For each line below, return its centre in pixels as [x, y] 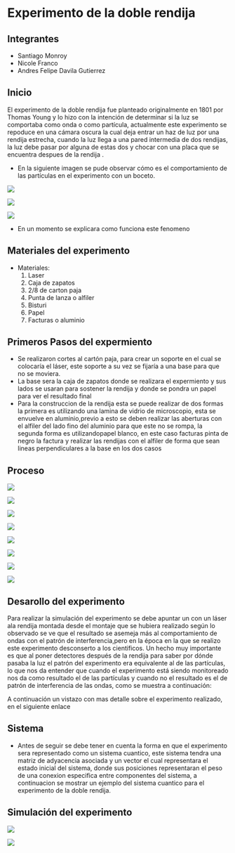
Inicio [20, 93]
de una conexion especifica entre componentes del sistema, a [107, 775]
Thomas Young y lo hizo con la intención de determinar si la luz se [103, 117]
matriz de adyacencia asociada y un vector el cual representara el [113, 760]
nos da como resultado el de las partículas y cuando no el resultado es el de [117, 678]
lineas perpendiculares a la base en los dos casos [89, 448]
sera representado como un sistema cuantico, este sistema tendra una [119, 753]
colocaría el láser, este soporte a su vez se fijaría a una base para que [118, 366]
